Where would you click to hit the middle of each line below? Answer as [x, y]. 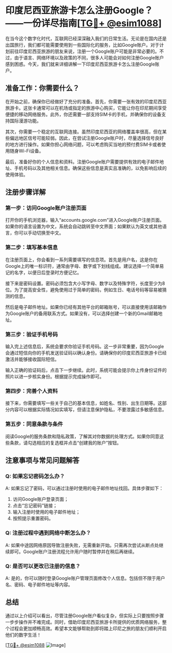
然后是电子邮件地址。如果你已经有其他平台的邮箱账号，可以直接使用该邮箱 [84, 307]
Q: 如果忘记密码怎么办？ [35, 476]
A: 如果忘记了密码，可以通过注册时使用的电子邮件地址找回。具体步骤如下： [84, 488]
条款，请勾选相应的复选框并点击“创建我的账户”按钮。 [66, 443]
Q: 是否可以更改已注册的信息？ [43, 566]
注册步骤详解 [26, 192]
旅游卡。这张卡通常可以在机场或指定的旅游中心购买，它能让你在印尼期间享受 [86, 108]
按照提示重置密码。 [33, 518]
